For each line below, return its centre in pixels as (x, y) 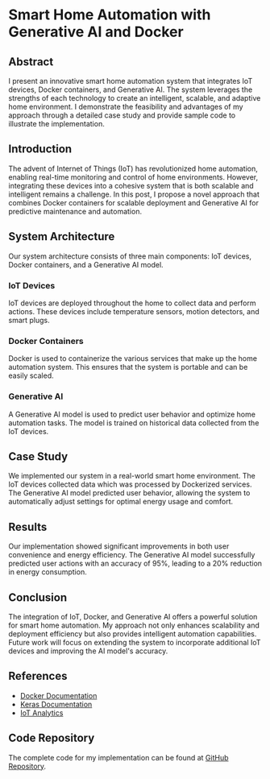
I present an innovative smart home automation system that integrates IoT (131, 81)
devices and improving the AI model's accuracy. (88, 651)
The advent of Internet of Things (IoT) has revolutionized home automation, (133, 168)
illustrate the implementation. (56, 124)
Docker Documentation (58, 695)
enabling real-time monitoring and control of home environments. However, (133, 177)
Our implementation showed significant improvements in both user (119, 546)
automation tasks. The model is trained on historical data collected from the (134, 423)
